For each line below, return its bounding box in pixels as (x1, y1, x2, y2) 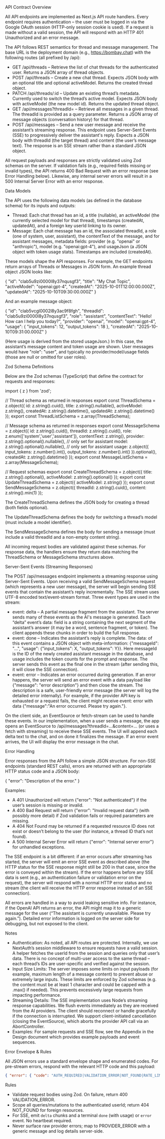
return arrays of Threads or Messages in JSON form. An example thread (5, 263, 151, 269)
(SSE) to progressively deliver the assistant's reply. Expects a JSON (12, 132, 149, 138)
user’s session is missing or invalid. (12, 802, 83, 808)
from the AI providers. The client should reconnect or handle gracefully (12, 1008, 156, 1013)
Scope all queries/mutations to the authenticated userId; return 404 (12, 1102, 149, 1107)
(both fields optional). (5, 505, 49, 510)
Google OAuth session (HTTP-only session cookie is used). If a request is (5, 24, 154, 30)
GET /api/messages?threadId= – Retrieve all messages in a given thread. (12, 106, 159, 112)
